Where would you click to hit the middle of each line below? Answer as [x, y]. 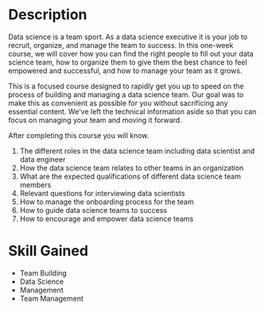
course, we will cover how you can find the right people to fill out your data [131, 53]
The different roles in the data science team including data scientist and [137, 151]
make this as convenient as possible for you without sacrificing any [118, 103]
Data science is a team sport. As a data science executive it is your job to [128, 37]
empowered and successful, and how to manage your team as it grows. [125, 70]
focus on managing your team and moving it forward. [95, 120]
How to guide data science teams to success [93, 210]
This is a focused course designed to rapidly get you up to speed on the [126, 86]
